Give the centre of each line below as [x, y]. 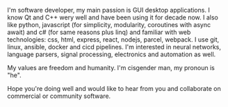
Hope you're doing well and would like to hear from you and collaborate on [114, 89]
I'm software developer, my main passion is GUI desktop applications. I [108, 10]
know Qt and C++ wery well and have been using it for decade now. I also [113, 17]
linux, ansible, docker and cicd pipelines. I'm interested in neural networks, [114, 47]
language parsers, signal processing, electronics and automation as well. [112, 54]
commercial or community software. [59, 96]
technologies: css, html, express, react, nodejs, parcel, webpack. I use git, [113, 40]
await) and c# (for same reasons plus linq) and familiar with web [99, 32]
